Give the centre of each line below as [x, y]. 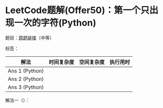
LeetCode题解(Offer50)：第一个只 [77, 10]
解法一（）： [17, 100]
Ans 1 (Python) [26, 71]
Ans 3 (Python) [26, 87]
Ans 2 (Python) [26, 79]
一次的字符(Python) [55, 23]
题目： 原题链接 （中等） [30, 38]
